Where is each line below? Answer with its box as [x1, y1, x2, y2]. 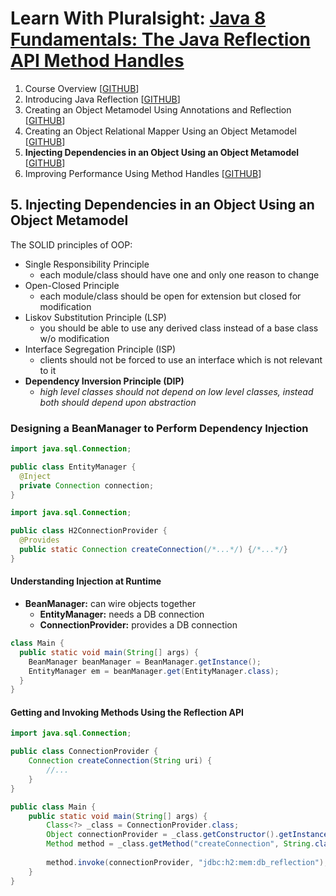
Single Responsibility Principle [24, 258, 150, 270]
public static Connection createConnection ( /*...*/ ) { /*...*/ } [19, 545, 288, 555]
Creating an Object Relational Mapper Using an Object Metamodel [24, 125, 297, 137]
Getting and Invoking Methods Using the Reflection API [10, 706, 244, 718]
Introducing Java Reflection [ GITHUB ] [24, 93, 181, 105]
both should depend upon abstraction [39, 396, 197, 408]
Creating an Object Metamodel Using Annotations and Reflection [24, 103, 292, 116]
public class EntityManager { [10, 462, 137, 472]
